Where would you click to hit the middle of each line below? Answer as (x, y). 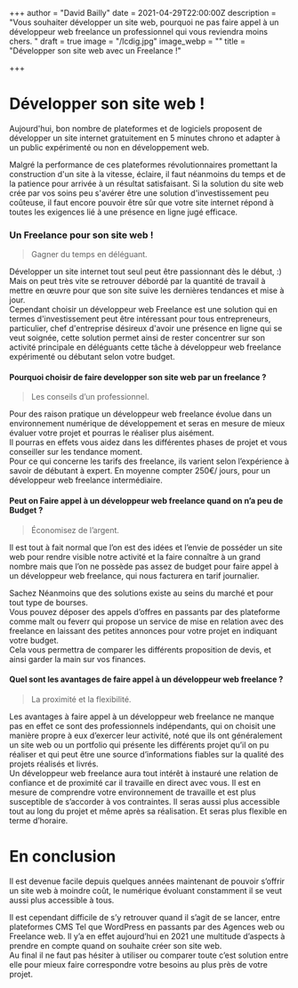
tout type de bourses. (49, 602)
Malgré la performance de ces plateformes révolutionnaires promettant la (144, 165)
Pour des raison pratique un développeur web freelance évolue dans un (141, 414)
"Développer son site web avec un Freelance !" (95, 51)
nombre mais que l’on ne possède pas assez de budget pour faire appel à (144, 566)
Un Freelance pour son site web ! (81, 235)
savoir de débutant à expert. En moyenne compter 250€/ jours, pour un (140, 471)
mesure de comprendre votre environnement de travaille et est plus (133, 792)
